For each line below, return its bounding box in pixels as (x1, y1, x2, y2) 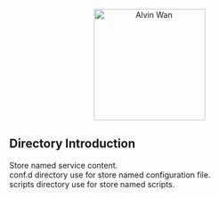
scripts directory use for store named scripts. (9, 178, 175, 189)
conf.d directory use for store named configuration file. (9, 169, 211, 180)
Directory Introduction (9, 136, 136, 152)
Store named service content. (9, 160, 118, 170)
